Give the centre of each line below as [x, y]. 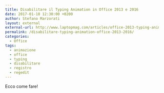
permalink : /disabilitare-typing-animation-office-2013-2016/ [70, 32]
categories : [17, 37]
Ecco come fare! [21, 86]
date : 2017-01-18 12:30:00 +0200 [39, 14]
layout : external [23, 23]
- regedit [19, 73]
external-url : [20, 28]
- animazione [23, 50]
